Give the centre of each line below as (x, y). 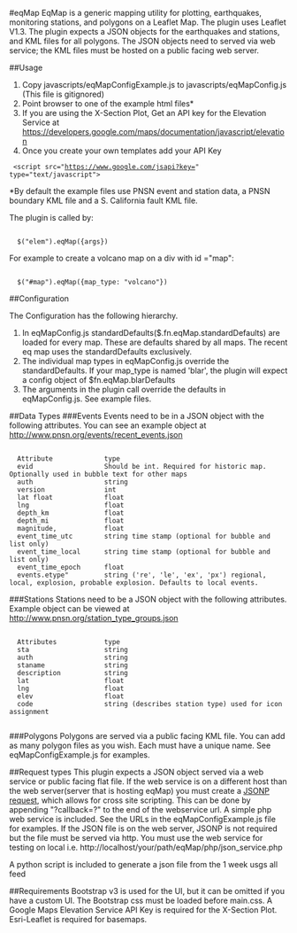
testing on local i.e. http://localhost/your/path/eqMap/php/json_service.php (146, 847)
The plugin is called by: (52, 218)
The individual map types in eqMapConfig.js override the (126, 361)
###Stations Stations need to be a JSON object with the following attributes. (148, 599)
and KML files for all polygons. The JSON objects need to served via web (142, 41)
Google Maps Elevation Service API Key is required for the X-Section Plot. (143, 910)
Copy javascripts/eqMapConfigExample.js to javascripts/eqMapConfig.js (154, 85)
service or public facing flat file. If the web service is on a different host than (148, 781)
